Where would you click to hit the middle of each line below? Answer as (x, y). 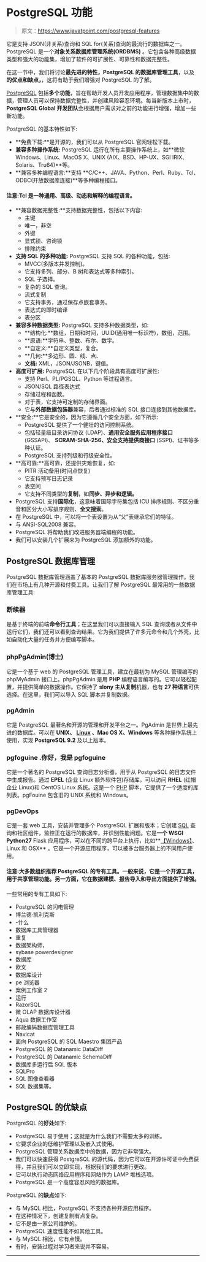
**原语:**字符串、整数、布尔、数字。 (71, 340)
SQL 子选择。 (41, 279)
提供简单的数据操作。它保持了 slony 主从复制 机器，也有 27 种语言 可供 (111, 687)
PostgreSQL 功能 (50, 13)
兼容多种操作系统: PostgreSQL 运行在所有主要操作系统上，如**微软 (100, 149)
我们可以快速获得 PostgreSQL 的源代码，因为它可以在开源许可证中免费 (105, 1159)
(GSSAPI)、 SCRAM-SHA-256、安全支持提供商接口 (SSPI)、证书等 (109, 440)
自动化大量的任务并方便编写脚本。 (55, 640)
